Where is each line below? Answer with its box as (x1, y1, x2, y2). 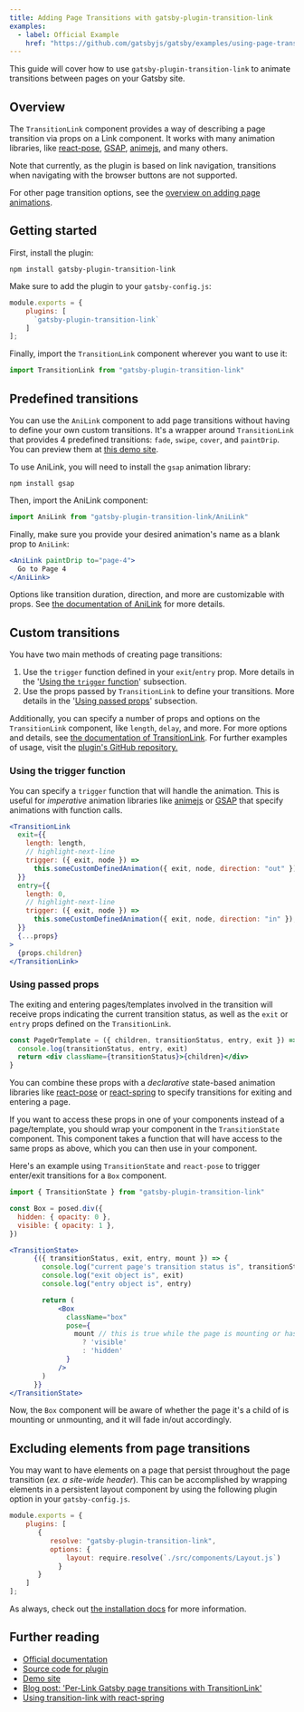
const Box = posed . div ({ (9, 1204, 103, 1214)
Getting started (9, 223, 98, 238)
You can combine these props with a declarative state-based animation (9, 1078, 276, 1088)
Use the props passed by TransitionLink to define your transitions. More (22, 686, 295, 697)
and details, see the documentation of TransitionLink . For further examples (9, 732, 288, 743)
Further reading (9, 1630, 100, 1645)
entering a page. (9, 1097, 71, 1107)
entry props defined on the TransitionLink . (9, 1018, 172, 1029)
